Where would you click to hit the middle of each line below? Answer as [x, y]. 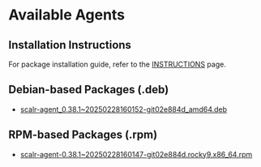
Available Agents [67, 15]
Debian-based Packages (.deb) [89, 90]
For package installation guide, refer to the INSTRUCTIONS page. [118, 64]
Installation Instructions [70, 45]
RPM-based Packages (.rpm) [83, 135]
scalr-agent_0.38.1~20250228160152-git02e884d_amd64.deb [124, 109]
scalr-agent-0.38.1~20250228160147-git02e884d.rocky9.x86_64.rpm [136, 154]
